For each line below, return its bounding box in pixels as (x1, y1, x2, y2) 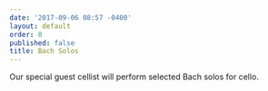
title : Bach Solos (9, 47, 79, 56)
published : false (9, 38, 75, 48)
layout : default (9, 22, 71, 31)
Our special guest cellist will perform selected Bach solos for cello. (9, 71, 259, 82)
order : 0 (9, 30, 43, 39)
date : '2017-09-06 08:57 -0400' (9, 13, 132, 23)
